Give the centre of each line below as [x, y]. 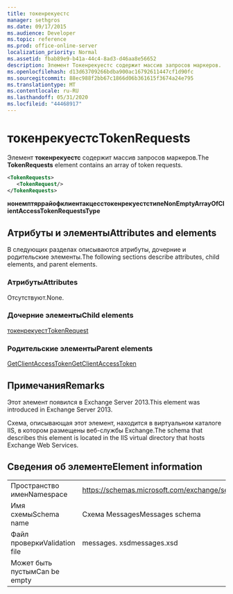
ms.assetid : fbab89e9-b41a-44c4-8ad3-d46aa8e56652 [82, 59]
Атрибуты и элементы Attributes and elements [112, 233]
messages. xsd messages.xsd [130, 543]
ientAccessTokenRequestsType [54, 211]
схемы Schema [35, 514]
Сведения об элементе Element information [105, 467]
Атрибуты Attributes [43, 282]
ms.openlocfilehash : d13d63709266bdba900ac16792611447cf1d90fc [101, 71]
